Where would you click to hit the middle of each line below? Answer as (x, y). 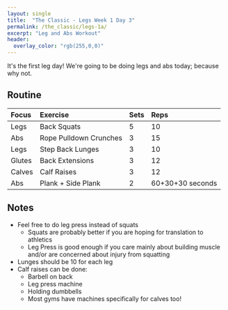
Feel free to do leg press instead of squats (78, 224)
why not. (20, 73)
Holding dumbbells (55, 291)
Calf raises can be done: (52, 269)
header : (18, 40)
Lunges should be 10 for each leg (65, 261)
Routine (24, 95)
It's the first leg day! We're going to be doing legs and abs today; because (113, 66)
